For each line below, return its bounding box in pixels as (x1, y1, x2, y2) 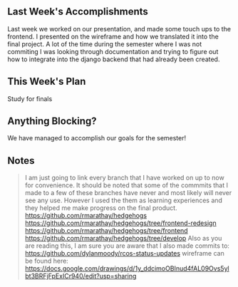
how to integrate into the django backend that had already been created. (7, 55, 220, 63)
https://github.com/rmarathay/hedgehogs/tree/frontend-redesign (24, 219, 217, 227)
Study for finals (7, 94, 53, 103)
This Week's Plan (7, 75, 86, 88)
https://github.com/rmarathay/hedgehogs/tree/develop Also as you (24, 234, 222, 243)
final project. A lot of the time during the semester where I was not (7, 39, 202, 48)
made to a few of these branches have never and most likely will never (24, 189, 232, 197)
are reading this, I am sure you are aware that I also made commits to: (24, 241, 230, 250)
